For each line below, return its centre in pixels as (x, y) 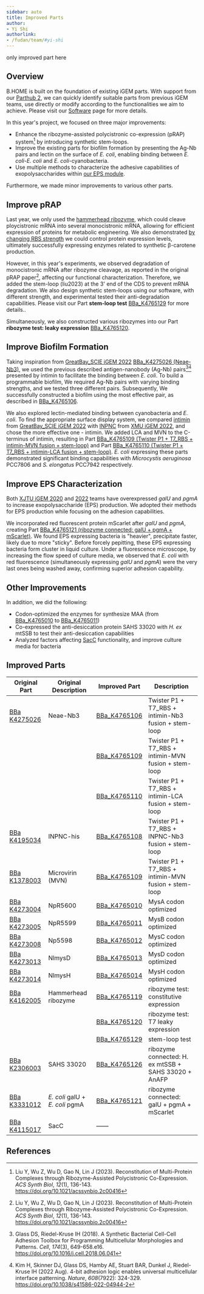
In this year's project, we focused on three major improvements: (86, 122)
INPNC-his (64, 836)
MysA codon (166, 901)
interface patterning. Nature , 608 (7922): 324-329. (78, 1278)
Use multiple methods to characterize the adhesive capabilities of (97, 167)
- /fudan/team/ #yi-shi (35, 40)
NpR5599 (63, 923)
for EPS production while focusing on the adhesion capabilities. (86, 512)
